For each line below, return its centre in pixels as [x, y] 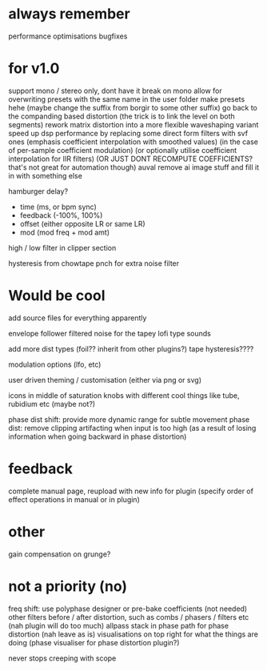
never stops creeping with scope [62, 658]
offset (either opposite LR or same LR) [82, 223]
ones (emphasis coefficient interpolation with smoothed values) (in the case [133, 142]
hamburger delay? [38, 191]
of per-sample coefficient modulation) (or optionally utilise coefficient [123, 150]
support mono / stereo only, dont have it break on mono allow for [115, 90]
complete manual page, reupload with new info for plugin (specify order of [131, 491]
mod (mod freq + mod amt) [65, 232]
